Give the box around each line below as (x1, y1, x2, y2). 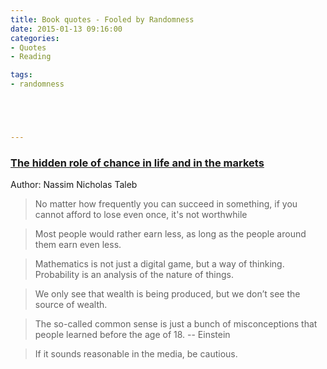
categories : (10, 33, 60, 43)
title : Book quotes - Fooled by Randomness (10, 14, 195, 25)
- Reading (10, 52, 52, 62)
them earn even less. (34, 239, 122, 251)
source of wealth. (34, 299, 108, 311)
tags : (10, 70, 33, 80)
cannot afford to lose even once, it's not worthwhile (34, 209, 248, 221)
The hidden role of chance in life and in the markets (10, 156, 265, 170)
